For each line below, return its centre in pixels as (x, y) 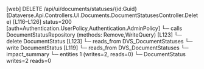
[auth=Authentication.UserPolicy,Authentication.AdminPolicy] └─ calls (94, 28)
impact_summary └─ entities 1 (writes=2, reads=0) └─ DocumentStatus (96, 54)
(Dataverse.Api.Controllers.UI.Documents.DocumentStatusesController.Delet (102, 15)
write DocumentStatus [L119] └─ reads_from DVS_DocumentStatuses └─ (97, 48)
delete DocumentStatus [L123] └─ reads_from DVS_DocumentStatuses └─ (100, 41)
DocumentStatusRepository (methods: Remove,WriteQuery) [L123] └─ (94, 35)
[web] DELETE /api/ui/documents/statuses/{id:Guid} (72, 9)
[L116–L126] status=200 (42, 22)
